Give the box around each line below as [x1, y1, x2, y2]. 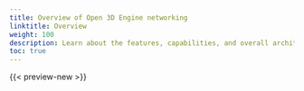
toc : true [9, 47, 47, 56]
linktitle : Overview [9, 22, 88, 31]
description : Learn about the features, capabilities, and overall [9, 38, 270, 48]
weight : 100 [9, 30, 54, 39]
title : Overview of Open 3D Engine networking [9, 13, 188, 23]
